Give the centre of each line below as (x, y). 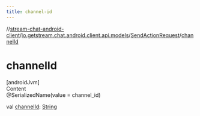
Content (16, 88)
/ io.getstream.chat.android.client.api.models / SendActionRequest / (101, 35)
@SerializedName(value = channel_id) (53, 95)
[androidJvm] (23, 82)
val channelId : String (32, 106)
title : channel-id (29, 12)
